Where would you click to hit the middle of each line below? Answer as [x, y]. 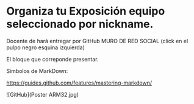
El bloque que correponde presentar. [52, 59]
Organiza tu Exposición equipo [86, 11]
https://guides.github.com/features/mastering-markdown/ [79, 83]
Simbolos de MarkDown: [37, 71]
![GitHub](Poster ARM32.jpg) [43, 94]
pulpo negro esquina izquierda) [46, 47]
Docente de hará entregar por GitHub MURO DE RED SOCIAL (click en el [97, 41]
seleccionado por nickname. [80, 24]
